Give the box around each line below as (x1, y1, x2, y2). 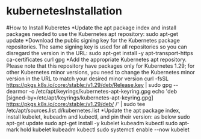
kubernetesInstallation (6, 4, 122, 18)
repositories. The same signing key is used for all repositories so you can (6, 43, 188, 50)
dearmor (6, 87, 28, 95)
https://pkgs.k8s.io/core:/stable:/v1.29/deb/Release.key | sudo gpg (6, 81, 173, 88)
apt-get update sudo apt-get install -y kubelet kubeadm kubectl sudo (6, 119, 178, 126)
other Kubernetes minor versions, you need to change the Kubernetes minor (6, 68, 196, 75)
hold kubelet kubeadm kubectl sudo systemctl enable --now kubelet (20, 126, 190, 133)
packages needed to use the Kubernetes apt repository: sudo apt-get (6, 30, 179, 37)
